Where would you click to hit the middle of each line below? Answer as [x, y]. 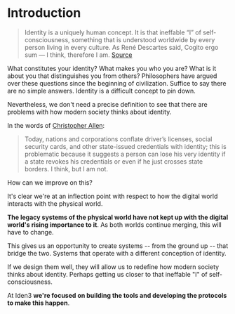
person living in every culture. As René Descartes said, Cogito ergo [121, 47]
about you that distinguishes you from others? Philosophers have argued [112, 76]
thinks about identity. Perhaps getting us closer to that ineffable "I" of [108, 274]
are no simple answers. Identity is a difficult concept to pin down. [102, 91]
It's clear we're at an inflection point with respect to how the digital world [113, 196]
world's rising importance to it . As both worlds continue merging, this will [115, 224]
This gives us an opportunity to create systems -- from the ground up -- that [118, 246]
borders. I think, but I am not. [66, 169]
